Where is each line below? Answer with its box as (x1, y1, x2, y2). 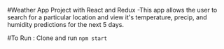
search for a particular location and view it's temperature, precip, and (7, 13, 207, 21)
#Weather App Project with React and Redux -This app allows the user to (7, 6, 218, 14)
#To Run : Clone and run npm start (7, 34, 107, 42)
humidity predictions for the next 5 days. (7, 21, 125, 28)
